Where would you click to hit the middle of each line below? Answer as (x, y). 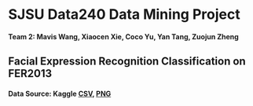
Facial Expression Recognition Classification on (127, 62)
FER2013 (30, 73)
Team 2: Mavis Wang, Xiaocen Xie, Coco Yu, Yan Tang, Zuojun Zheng (124, 36)
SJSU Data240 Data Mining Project (125, 15)
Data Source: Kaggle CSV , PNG (60, 93)
